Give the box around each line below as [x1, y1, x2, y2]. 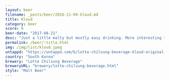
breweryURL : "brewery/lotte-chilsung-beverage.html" [5, 63, 119, 68]
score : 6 [5, 26, 24, 31]
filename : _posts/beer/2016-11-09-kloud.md [5, 12, 99, 17]
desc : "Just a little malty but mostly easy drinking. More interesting [5, 36, 162, 41]
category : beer [5, 21, 37, 27]
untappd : [5, 49, 24, 54]
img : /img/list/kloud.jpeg [5, 45, 62, 50]
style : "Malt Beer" [5, 68, 47, 73]
